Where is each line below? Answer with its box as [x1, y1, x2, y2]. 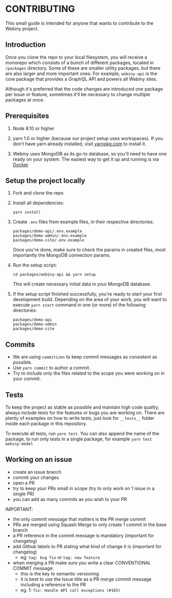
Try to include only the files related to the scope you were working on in [12, 370, 165, 376]
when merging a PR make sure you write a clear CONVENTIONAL [12, 560, 151, 566]
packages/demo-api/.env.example [12, 229, 82, 234]
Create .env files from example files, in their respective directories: [12, 219, 154, 225]
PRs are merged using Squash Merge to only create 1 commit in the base [12, 522, 167, 528]
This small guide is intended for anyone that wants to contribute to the [5, 20, 154, 26]
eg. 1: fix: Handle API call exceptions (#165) [20, 587, 121, 593]
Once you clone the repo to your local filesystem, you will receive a [5, 54, 147, 60]
